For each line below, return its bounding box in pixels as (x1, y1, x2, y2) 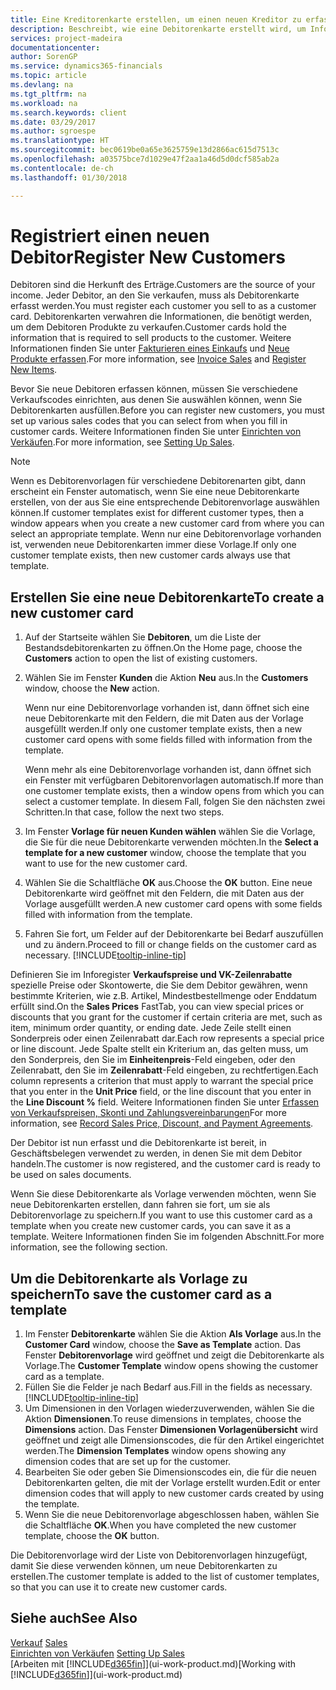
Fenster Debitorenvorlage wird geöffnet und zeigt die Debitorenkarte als (24, 1349, 325, 1361)
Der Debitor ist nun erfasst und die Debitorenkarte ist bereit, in (10, 1137, 267, 1149)
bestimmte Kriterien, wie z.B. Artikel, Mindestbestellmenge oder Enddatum (10, 990, 318, 1002)
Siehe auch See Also (10, 1610, 138, 1627)
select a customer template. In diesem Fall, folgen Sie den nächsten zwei (24, 796, 326, 808)
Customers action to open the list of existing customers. (24, 652, 258, 665)
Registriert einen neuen (10, 224, 210, 247)
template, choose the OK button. (24, 1530, 160, 1542)
